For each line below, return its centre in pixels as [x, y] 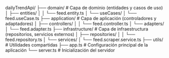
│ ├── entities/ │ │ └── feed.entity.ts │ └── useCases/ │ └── [71, 13]
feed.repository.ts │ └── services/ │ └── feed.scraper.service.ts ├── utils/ [84, 39]
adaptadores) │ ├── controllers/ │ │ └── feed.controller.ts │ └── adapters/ [85, 23]
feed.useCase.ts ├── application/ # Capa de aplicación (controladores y [81, 18]
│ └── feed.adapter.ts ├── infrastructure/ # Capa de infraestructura [77, 29]
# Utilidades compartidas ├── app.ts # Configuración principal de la [77, 45]
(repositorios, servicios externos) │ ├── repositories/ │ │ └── [70, 34]
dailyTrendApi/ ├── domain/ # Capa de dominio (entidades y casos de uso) [84, 8]
